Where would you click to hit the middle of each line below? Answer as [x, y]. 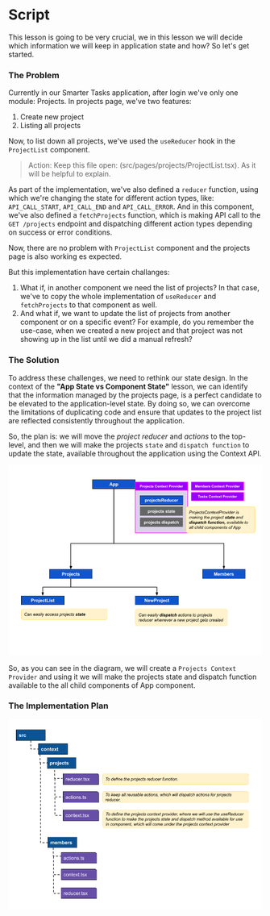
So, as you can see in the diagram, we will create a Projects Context [122, 668]
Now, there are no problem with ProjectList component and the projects [129, 248]
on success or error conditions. [60, 232]
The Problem [34, 75]
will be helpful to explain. [69, 174]
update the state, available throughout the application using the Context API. [135, 453]
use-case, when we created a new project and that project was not [131, 331]
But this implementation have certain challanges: [89, 273]
